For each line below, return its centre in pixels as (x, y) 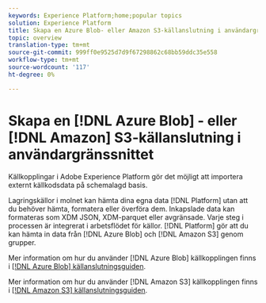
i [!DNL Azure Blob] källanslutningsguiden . (77, 266)
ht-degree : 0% (32, 75)
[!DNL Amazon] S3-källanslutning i (125, 138)
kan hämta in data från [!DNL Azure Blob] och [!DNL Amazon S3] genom (126, 234)
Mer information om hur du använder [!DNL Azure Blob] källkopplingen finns (132, 258)
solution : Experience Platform (60, 23)
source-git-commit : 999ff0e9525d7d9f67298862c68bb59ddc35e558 (113, 52)
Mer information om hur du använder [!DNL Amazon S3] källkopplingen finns (133, 282)
